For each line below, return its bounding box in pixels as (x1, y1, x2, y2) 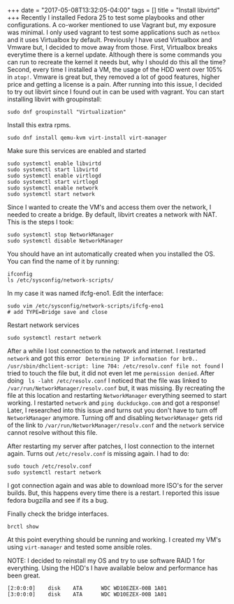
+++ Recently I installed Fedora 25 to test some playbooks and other (7, 13, 205, 22)
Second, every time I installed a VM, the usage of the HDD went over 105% (7, 66, 223, 73)
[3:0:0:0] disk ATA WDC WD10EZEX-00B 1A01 (7, 591, 168, 598)
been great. (7, 571, 41, 580)
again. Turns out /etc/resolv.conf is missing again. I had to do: (7, 450, 190, 457)
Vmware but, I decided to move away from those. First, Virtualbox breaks (7, 43, 218, 51)
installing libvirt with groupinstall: (7, 95, 102, 103)
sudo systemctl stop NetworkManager (7, 231, 114, 238)
